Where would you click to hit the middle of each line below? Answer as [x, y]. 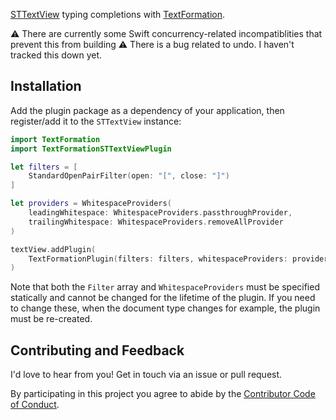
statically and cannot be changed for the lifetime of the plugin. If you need [163, 298]
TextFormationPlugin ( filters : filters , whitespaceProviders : [158, 259]
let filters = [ [44, 167]
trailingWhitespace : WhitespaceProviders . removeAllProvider [156, 222]
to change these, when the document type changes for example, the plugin [165, 308]
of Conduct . [35, 405]
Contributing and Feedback [97, 350]
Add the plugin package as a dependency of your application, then [147, 110]
